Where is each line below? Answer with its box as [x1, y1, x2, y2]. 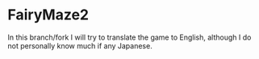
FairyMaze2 [7, 6, 90, 24]
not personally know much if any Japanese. [7, 40, 152, 50]
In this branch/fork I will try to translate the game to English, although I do [7, 32, 252, 42]
